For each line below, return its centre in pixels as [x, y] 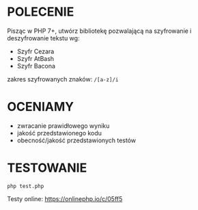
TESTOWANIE [47, 168]
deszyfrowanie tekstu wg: [43, 38]
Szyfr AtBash [36, 58]
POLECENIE [41, 12]
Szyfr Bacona [36, 66]
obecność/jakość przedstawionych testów [76, 140]
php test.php [26, 186]
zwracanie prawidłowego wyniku [63, 126]
